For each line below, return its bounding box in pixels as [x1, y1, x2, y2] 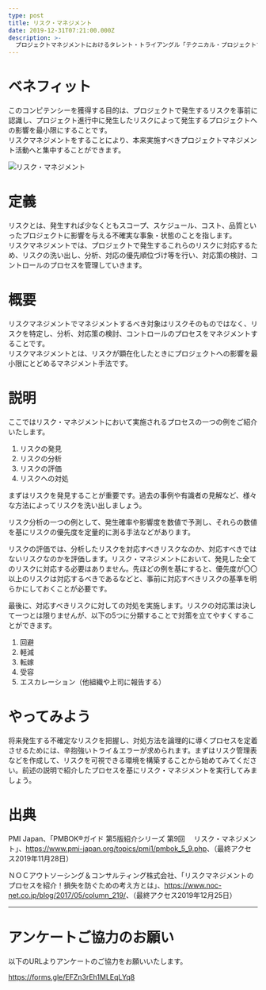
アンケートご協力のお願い [8, 928, 174, 946]
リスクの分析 [19, 453, 62, 463]
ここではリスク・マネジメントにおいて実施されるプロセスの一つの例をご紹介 [8, 417, 258, 426]
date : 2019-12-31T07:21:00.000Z [8, 26, 115, 34]
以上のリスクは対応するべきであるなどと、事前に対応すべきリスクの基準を [8, 573, 251, 584]
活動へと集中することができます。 [14, 145, 125, 155]
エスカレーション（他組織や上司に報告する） [19, 676, 166, 687]
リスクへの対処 [19, 473, 69, 483]
